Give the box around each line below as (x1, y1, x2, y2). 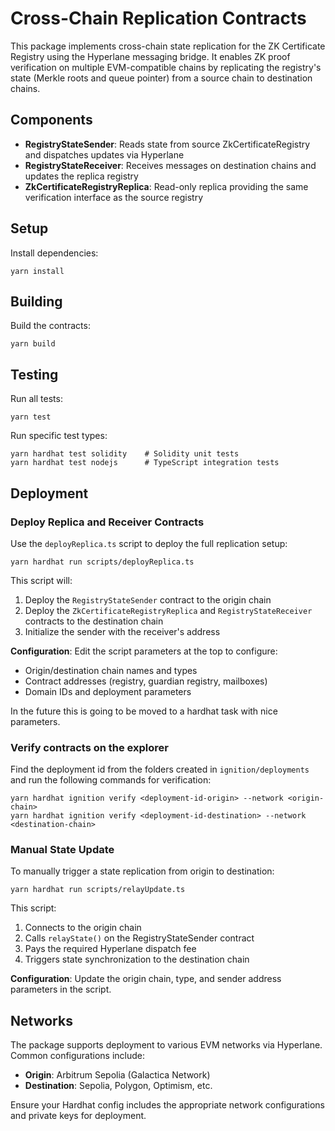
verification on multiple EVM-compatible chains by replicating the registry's (10, 61, 322, 73)
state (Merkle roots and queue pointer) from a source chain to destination (10, 72, 313, 84)
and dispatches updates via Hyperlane (24, 148, 185, 161)
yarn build (10, 339, 56, 349)
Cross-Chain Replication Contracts (10, 7, 307, 30)
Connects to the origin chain (24, 922, 142, 934)
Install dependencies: (10, 247, 99, 259)
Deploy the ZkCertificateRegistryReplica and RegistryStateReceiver (24, 604, 313, 616)
